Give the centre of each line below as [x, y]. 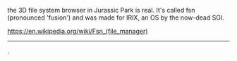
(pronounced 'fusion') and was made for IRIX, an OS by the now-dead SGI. [116, 18]
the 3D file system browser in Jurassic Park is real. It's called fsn [101, 10]
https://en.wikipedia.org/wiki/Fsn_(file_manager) [78, 31]
